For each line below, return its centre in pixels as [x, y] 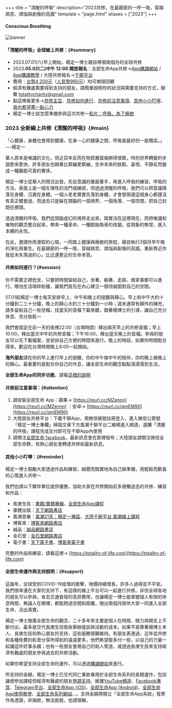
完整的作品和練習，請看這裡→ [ [38, 553]
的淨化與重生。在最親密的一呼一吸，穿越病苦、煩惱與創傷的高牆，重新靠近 [84, 248]
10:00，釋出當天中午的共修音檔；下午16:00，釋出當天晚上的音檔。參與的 [82, 333]
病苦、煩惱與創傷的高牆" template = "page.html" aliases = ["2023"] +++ [81, 14]
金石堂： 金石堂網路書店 [37, 536]
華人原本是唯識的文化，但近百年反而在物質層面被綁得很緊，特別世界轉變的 [84, 158]
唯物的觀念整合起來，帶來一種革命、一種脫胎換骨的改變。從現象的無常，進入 [86, 225]
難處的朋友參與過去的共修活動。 [48, 653]
